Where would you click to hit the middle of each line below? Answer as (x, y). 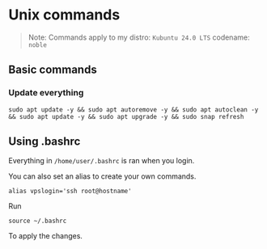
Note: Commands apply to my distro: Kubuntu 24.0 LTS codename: (139, 37)
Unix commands (64, 15)
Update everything (46, 93)
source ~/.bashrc (38, 221)
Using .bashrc (44, 142)
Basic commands (53, 70)
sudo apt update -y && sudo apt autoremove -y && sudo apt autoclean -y (133, 110)
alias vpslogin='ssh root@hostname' (70, 192)
